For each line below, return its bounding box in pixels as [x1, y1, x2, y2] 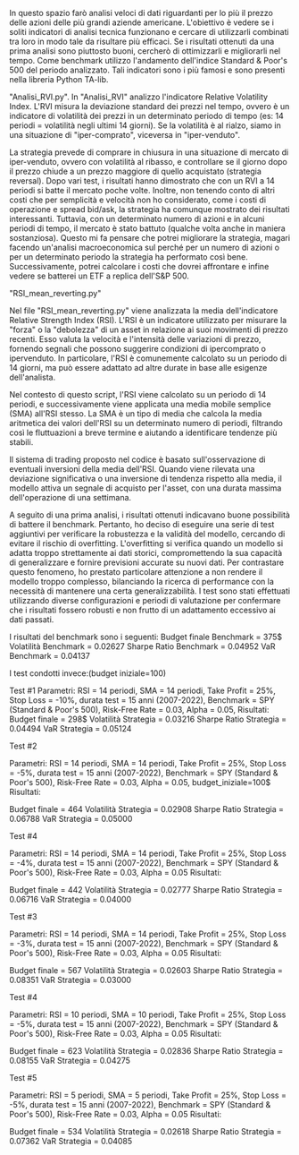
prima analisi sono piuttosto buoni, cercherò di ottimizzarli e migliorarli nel [9, 46, 281, 56]
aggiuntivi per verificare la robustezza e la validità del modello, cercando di [9, 528, 286, 539]
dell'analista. [9, 372, 56, 382]
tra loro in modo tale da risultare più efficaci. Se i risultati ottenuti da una [9, 36, 275, 47]
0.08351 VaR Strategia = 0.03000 [9, 975, 132, 985]
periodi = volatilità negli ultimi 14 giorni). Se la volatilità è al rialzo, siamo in [9, 120, 281, 131]
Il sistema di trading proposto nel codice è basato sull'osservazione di [9, 454, 266, 465]
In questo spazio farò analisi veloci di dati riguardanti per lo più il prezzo [9, 8, 274, 18]
